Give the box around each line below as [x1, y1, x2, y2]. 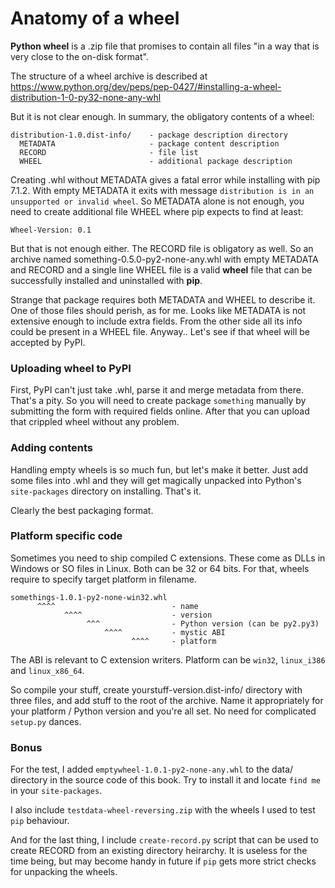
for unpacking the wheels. [10, 866, 118, 878]
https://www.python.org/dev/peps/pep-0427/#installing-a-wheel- [10, 80, 282, 92]
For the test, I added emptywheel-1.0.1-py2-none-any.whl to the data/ [10, 763, 294, 776]
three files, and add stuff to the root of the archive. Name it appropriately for [10, 694, 324, 706]
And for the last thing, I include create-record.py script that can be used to [10, 834, 319, 846]
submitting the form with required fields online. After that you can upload [10, 405, 310, 417]
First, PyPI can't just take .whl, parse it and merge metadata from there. [10, 384, 304, 396]
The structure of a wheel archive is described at [10, 70, 208, 82]
